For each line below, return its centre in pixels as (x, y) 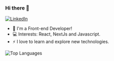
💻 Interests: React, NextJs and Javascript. (56, 34)
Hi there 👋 (17, 8)
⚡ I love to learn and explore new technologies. (60, 41)
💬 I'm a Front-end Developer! (42, 28)
